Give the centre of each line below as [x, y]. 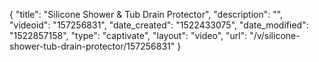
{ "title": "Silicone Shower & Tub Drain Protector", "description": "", [146, 14]
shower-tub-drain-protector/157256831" [92, 46]
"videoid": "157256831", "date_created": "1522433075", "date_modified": [159, 25]
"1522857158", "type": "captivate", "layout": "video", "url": [128, 35]
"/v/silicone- [275, 35]
